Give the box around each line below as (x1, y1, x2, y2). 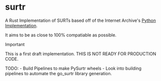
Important (5, 41, 25, 47)
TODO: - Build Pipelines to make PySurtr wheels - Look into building (5, 65, 141, 71)
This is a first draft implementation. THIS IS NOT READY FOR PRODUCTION (5, 50, 156, 57)
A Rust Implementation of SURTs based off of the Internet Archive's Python (5, 17, 156, 23)
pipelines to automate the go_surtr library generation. (5, 70, 112, 76)
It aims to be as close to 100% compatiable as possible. (5, 32, 117, 38)
